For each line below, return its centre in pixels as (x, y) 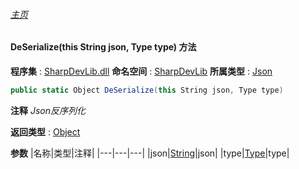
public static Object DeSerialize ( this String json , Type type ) (147, 90)
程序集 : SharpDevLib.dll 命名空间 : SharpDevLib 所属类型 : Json (141, 71)
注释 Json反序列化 (48, 110)
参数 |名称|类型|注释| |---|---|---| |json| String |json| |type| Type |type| (150, 153)
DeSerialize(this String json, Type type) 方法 (103, 47)
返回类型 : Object (45, 131)
